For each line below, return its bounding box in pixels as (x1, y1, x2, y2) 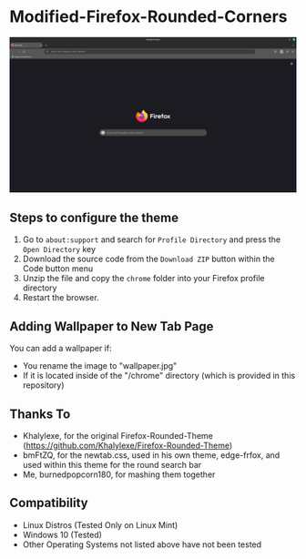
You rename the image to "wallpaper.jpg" (22, 361, 178, 371)
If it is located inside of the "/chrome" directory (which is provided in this (22, 371, 296, 381)
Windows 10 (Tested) (22, 529, 103, 540)
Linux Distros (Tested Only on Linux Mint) (22, 519, 178, 530)
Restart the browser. (22, 292, 99, 303)
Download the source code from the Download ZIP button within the (22, 253, 275, 265)
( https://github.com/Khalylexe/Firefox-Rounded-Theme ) (22, 440, 233, 452)
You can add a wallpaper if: (9, 343, 112, 354)
